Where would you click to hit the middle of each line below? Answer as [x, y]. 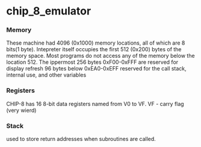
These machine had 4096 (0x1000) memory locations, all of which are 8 [96, 43]
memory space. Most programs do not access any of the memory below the [100, 56]
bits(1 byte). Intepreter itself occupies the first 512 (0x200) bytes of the [94, 49]
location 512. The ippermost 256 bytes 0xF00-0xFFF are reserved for [92, 62]
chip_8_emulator [49, 11]
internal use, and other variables [46, 75]
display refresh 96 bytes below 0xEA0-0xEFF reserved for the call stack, [96, 69]
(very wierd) [21, 110]
